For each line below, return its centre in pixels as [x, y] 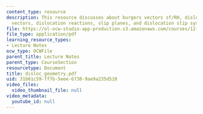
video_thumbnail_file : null [47, 90]
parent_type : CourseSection [42, 62]
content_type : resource [36, 12]
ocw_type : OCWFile [29, 51]
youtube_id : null [34, 101]
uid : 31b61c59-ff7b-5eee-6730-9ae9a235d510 [62, 79]
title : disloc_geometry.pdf [42, 74]
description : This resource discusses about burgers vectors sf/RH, [94, 17]
